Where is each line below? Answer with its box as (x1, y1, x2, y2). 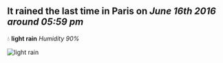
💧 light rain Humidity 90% (7, 34, 80, 42)
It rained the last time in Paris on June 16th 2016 (7, 5, 217, 17)
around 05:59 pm (7, 16, 84, 28)
